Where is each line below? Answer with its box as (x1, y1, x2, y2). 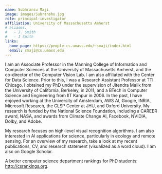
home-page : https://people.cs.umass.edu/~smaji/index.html (9, 43, 132, 48)
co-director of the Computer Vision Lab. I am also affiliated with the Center (5, 72, 155, 77)
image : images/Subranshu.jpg (5, 12, 64, 17)
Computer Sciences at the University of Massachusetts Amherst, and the (5, 66, 152, 72)
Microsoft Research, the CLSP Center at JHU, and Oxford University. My (5, 103, 150, 109)
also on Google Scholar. (5, 148, 53, 154)
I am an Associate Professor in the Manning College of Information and (5, 61, 147, 67)
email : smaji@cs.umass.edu (9, 48, 64, 53)
